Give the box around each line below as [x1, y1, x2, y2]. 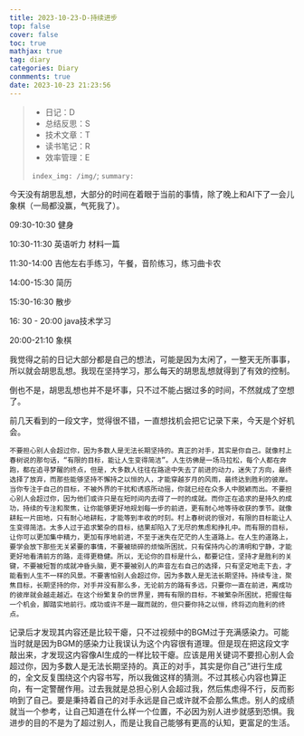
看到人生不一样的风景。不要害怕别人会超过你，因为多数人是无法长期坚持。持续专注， [15, 571, 286, 580]
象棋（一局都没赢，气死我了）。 [9, 200, 125, 211]
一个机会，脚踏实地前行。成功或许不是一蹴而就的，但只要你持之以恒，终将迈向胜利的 [9, 599, 279, 609]
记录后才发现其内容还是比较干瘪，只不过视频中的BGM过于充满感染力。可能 [9, 626, 290, 637]
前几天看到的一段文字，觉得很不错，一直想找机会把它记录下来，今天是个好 [9, 415, 287, 425]
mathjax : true [9, 47, 63, 56]
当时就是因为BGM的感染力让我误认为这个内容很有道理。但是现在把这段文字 [9, 637, 290, 648]
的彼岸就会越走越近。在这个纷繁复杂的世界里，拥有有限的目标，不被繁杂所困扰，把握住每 [9, 590, 292, 599]
